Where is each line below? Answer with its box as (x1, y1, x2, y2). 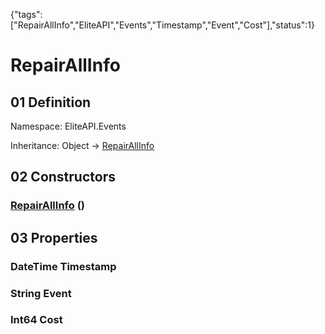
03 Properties (10, 229, 98, 246)
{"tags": (10, 9, 43, 20)
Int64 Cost (10, 313, 63, 327)
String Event (10, 286, 72, 300)
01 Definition (10, 94, 92, 111)
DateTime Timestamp (10, 259, 117, 273)
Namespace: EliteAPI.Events (10, 120, 127, 132)
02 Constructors (10, 169, 116, 186)
